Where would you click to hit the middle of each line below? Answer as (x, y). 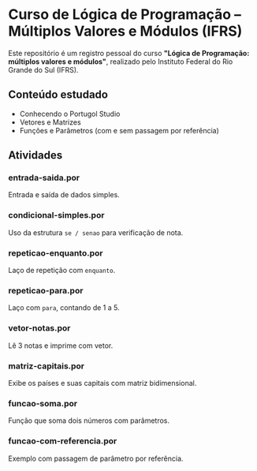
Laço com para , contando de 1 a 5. (64, 308)
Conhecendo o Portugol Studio (70, 114)
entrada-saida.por (44, 178)
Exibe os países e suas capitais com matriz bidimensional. (102, 383)
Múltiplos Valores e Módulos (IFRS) (125, 31)
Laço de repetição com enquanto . (62, 271)
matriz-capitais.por (47, 366)
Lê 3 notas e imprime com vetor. (61, 346)
